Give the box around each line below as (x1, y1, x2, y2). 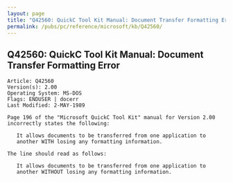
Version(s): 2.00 (7, 84, 58, 91)
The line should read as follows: (7, 150, 107, 158)
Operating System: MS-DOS (7, 90, 82, 97)
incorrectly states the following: (7, 120, 110, 127)
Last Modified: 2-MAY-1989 (7, 102, 85, 109)
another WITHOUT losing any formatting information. (16, 169, 172, 176)
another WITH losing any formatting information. (16, 138, 163, 145)
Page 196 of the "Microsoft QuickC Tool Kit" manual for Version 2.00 (7, 114, 216, 121)
